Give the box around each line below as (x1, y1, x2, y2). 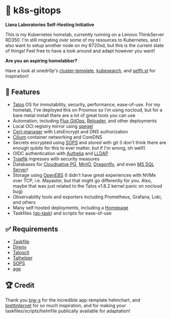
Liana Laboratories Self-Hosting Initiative (5, 21, 94, 28)
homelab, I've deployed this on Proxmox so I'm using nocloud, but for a (12, 107, 162, 113)
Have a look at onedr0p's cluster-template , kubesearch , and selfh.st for (5, 67, 156, 74)
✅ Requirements (5, 225, 59, 234)
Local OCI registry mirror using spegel (12, 123, 93, 129)
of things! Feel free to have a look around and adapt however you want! (5, 48, 156, 54)
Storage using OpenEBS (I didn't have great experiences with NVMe (12, 172, 156, 178)
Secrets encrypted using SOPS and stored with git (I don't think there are (12, 139, 166, 145)
